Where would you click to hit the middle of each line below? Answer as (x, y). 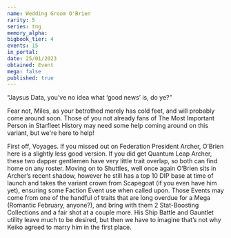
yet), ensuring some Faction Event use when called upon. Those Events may (115, 190)
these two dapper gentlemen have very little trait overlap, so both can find (112, 161)
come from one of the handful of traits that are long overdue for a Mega (109, 198)
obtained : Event (30, 65)
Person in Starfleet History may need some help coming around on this (108, 126)
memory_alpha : (28, 33)
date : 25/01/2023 (32, 59)
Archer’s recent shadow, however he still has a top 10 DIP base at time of (110, 176)
